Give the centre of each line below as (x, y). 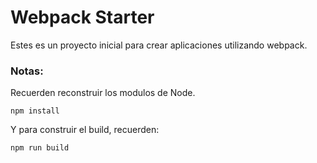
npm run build (40, 148)
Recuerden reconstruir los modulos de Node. (103, 93)
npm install (35, 111)
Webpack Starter (82, 17)
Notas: (27, 71)
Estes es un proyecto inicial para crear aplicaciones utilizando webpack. (159, 45)
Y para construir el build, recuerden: (85, 130)
